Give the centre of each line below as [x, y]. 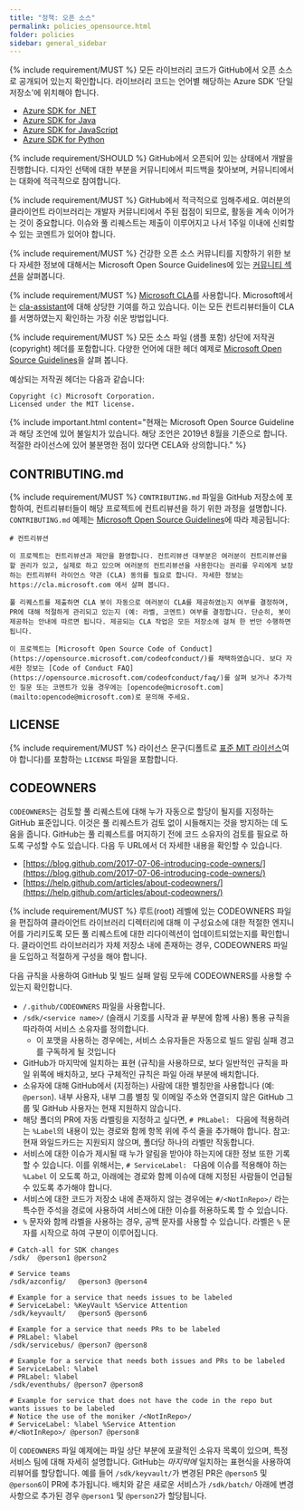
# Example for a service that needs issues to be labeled [121, 1297]
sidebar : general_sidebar [58, 43]
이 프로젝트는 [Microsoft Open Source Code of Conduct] [111, 649]
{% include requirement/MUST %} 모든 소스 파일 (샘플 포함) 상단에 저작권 [142, 337]
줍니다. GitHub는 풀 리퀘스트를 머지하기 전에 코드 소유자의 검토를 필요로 [152, 834]
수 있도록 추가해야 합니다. [67, 1187]
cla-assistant [43, 307]
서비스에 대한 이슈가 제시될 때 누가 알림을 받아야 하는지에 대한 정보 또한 [148, 1153]
